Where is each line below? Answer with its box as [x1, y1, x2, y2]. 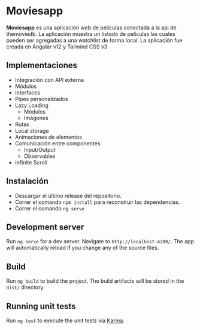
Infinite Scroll [14, 158, 48, 166]
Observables [23, 152, 56, 160]
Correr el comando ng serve [14, 204, 85, 212]
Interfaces [14, 88, 41, 96]
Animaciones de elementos [14, 133, 83, 140]
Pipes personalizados [14, 95, 68, 102]
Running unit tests [6, 301, 76, 311]
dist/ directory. [6, 284, 45, 291]
